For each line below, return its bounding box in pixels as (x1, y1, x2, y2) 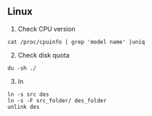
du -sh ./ (7, 64, 37, 72)
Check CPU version (17, 24, 76, 33)
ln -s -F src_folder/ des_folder (7, 97, 107, 104)
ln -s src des (7, 90, 50, 98)
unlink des (7, 103, 40, 110)
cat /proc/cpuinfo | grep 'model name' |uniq (7, 38, 145, 46)
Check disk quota (17, 51, 70, 59)
